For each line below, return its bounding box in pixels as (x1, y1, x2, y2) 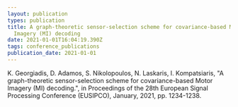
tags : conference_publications (7, 43, 100, 50)
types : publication (7, 17, 65, 24)
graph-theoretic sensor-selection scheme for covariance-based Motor (7, 76, 213, 84)
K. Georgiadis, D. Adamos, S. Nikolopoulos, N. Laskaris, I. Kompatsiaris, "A (7, 68, 225, 77)
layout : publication (7, 10, 69, 18)
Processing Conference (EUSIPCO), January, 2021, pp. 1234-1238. (7, 91, 202, 99)
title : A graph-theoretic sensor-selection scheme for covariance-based (7, 23, 227, 30)
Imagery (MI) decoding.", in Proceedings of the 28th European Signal (7, 84, 209, 92)
